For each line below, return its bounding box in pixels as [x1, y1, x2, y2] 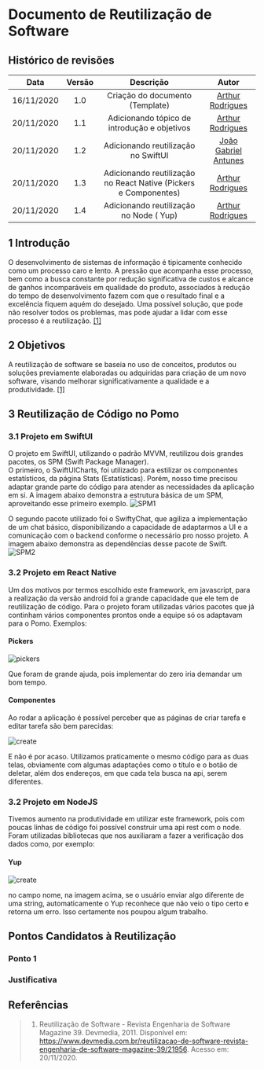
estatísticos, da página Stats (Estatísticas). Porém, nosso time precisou [8, 474, 238, 483]
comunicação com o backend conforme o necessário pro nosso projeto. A [8, 531, 249, 540]
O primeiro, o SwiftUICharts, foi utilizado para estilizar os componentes [8, 465, 238, 475]
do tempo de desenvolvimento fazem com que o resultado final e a [8, 291, 225, 300]
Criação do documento [107, 90, 192, 101]
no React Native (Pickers [104, 178, 195, 188]
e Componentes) [118, 187, 181, 198]
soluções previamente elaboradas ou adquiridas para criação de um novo [8, 368, 247, 377]
